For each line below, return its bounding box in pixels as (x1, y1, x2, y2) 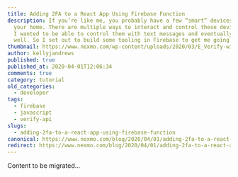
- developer (13, 89, 50, 96)
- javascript (13, 109, 52, 116)
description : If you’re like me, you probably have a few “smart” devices (7, 17, 233, 24)
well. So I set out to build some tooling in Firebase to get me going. (13, 37, 233, 44)
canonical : (7, 135, 40, 142)
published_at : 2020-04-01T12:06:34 (7, 63, 113, 70)
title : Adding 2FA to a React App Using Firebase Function (7, 10, 186, 18)
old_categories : (7, 83, 55, 90)
